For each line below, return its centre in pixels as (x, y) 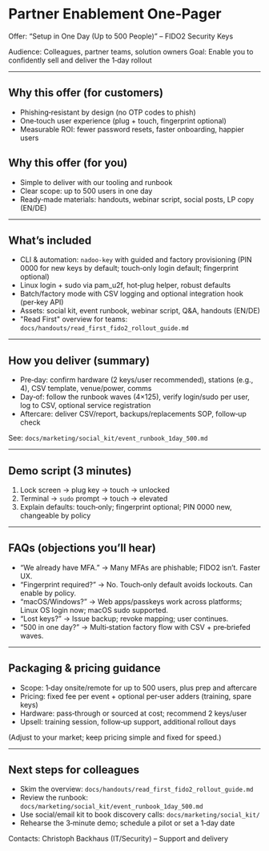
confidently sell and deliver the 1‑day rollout (80, 60)
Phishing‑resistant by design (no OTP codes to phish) (108, 112)
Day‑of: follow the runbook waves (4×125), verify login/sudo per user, (134, 397)
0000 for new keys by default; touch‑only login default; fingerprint (129, 268)
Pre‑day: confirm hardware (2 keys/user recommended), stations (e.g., (137, 380)
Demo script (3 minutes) (70, 471)
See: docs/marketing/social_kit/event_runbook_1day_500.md (108, 438)
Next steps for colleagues (74, 770)
